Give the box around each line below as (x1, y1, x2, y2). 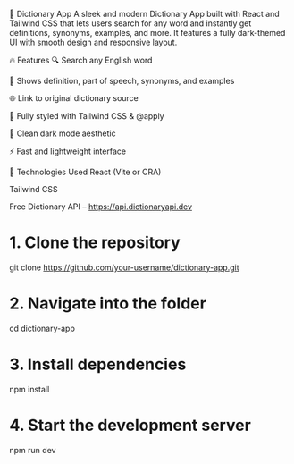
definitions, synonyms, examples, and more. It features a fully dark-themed (9, 28, 286, 38)
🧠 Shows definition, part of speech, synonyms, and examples (9, 76, 235, 86)
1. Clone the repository (9, 232, 181, 253)
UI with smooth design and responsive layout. (9, 37, 178, 47)
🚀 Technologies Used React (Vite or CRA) (9, 166, 162, 177)
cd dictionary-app (9, 323, 76, 333)
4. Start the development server (9, 416, 252, 435)
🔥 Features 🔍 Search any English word (9, 55, 153, 65)
